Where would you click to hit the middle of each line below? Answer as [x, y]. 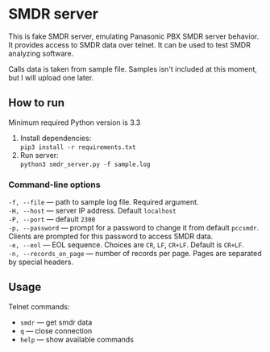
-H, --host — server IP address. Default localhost [92, 211]
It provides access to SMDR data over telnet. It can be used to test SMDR [130, 44]
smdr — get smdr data [56, 322]
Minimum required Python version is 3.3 [75, 122]
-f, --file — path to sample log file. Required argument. [104, 202]
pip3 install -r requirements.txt [78, 147]
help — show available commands [77, 339]
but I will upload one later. [51, 77]
